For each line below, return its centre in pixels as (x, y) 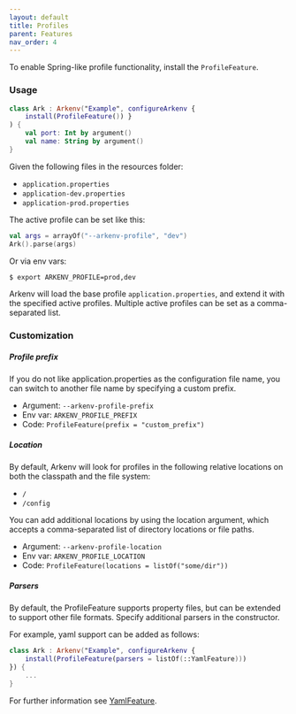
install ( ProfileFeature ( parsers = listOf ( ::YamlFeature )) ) (136, 659)
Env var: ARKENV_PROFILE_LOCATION (83, 556)
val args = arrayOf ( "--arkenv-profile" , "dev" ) (99, 235)
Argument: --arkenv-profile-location (91, 547)
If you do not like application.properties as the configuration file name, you (145, 379)
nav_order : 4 (33, 42)
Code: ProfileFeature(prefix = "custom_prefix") (113, 425)
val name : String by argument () (84, 142)
